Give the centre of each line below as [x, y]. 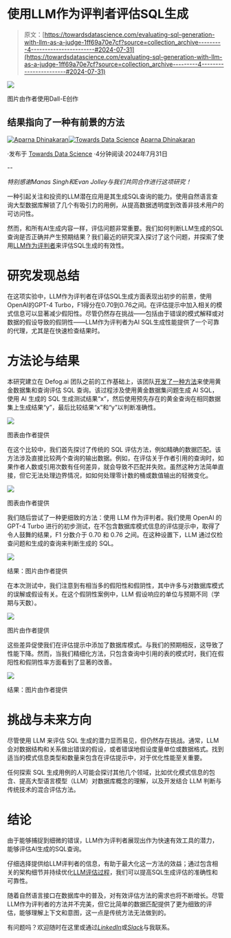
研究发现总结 [44, 275]
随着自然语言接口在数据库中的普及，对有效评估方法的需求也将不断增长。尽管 [115, 895]
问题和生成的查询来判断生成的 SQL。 [65, 543]
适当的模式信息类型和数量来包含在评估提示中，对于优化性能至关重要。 [107, 758]
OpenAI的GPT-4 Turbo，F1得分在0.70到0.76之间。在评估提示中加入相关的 [112, 304]
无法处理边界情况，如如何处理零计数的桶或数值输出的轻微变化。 [121, 475]
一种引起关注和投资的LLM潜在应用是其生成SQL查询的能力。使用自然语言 [110, 196]
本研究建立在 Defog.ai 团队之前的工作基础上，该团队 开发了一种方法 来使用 [111, 381]
